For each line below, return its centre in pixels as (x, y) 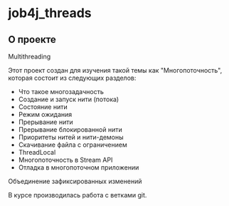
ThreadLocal (37, 152)
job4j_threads (50, 13)
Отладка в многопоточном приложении (79, 168)
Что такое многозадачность (61, 92)
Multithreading (30, 56)
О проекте (32, 40)
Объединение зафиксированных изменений (75, 181)
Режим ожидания (45, 114)
